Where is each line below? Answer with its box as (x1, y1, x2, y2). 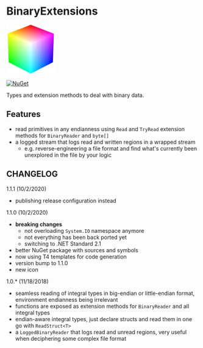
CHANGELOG (6, 169, 58, 179)
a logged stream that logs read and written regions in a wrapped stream (15, 138, 196, 146)
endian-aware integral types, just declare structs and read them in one (15, 315, 193, 322)
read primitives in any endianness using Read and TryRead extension (15, 125, 185, 132)
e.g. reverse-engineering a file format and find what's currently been (24, 144, 197, 152)
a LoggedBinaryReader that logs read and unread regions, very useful (15, 328, 187, 336)
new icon (15, 266, 38, 273)
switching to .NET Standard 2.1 (24, 240, 102, 247)
